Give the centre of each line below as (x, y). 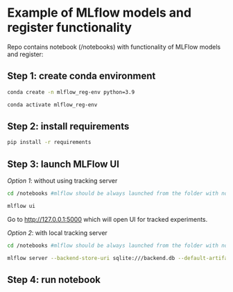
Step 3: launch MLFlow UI (63, 164)
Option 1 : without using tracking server (62, 181)
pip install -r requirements (49, 143)
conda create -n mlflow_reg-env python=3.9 (71, 92)
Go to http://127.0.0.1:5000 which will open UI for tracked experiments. (107, 219)
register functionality (70, 27)
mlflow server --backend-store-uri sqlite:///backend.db (91, 258)
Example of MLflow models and (100, 13)
